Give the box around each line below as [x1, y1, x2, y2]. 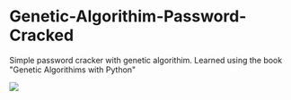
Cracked [9, 25, 75, 46]
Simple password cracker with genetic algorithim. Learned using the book [9, 54, 283, 65]
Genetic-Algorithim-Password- [9, 6, 247, 27]
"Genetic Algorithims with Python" [9, 64, 137, 75]
